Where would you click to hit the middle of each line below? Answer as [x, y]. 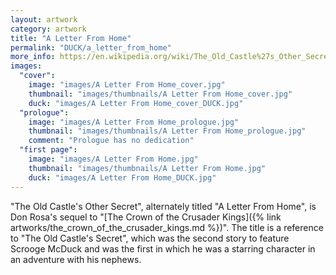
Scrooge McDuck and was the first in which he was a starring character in [163, 248]
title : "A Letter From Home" [71, 38]
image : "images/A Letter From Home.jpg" [113, 159]
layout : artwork [44, 19]
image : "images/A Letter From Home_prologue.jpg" [134, 122]
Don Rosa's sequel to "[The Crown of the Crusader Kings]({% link [146, 217]
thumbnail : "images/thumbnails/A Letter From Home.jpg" [147, 168]
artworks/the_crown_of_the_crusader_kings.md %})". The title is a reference [167, 227]
